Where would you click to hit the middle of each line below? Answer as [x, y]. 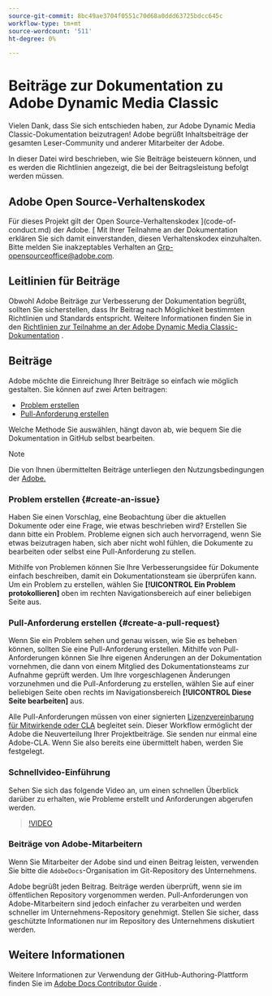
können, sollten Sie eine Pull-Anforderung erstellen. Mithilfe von [115, 649]
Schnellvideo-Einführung [60, 772]
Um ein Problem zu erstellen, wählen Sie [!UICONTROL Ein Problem [122, 584]
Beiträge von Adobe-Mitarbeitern [76, 844]
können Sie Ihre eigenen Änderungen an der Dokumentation [161, 658]
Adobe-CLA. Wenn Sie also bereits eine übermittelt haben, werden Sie [126, 743]
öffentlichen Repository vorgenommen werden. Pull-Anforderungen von [128, 894]
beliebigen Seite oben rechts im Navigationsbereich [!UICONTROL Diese [130, 693]
